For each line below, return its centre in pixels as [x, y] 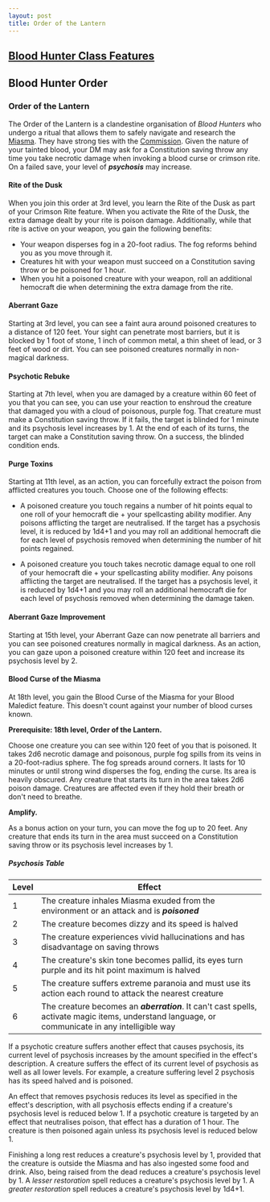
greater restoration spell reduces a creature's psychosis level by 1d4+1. [127, 1188]
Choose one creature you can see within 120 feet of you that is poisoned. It [133, 745]
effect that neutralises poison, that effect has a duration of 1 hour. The [124, 1121]
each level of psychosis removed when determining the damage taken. [137, 599]
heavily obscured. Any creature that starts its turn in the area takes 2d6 [126, 779]
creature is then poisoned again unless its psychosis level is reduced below [133, 1130]
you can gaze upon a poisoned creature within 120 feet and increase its [127, 652]
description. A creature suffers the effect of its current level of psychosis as [133, 1063]
